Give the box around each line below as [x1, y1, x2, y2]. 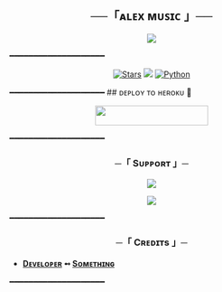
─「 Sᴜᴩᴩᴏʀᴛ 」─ [114, 157, 190, 170]
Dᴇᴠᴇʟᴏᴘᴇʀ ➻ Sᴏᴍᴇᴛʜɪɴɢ [22, 258, 116, 268]
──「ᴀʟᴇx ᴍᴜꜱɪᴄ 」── [90, 8, 213, 24]
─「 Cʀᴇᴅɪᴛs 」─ [116, 236, 188, 249]
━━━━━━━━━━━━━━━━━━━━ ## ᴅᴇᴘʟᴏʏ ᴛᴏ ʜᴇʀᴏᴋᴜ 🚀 [9, 87, 192, 98]
